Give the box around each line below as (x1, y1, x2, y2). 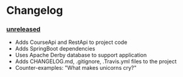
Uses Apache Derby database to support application (15, 52, 147, 59)
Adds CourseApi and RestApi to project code (15, 38, 128, 46)
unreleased (6, 25, 41, 34)
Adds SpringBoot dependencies (15, 45, 95, 52)
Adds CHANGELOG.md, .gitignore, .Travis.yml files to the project (15, 58, 177, 65)
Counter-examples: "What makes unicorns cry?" (15, 64, 137, 72)
